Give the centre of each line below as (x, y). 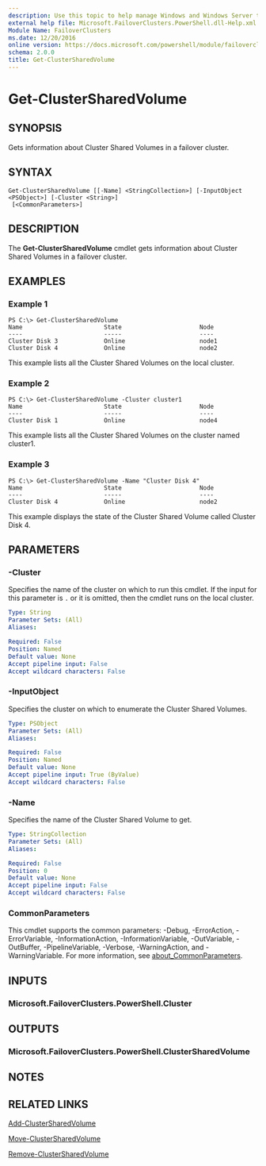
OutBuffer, (25, 947)
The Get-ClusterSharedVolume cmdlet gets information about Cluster (123, 248)
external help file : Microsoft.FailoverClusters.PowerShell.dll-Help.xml (133, 23)
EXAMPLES (37, 281)
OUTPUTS (34, 1029)
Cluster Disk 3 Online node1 (113, 341)
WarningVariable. (36, 956)
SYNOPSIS (35, 128)
